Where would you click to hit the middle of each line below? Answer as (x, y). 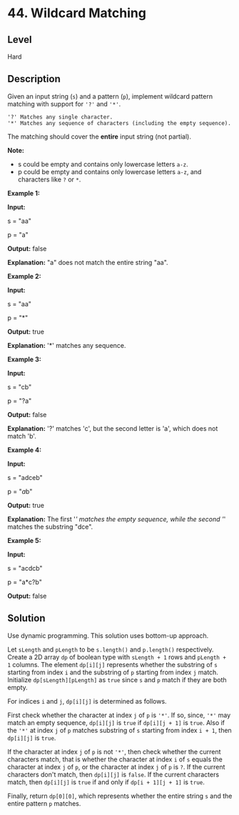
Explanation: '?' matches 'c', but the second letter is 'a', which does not (113, 428)
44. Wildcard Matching (77, 13)
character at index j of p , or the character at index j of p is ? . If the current (116, 766)
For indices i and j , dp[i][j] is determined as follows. (87, 701)
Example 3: (24, 359)
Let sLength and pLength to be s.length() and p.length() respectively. (111, 649)
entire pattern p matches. (44, 803)
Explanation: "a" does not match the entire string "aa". (88, 262)
